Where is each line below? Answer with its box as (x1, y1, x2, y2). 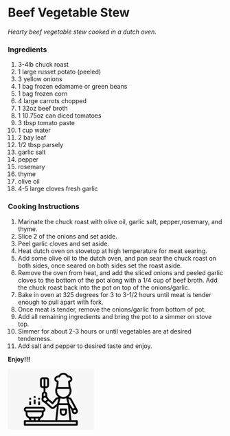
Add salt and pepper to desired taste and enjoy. (17, 342, 153, 350)
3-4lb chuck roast (17, 61, 69, 69)
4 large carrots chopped (17, 97, 87, 105)
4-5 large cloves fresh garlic (17, 184, 98, 193)
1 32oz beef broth (17, 105, 68, 113)
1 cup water (17, 126, 51, 135)
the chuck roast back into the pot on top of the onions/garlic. (17, 283, 190, 292)
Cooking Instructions (8, 201, 80, 211)
